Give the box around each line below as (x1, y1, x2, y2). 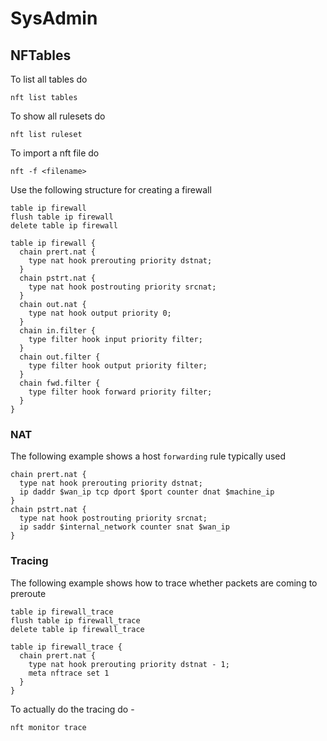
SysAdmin (10, 7, 98, 30)
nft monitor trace (10, 722, 87, 732)
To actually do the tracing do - (10, 703, 135, 715)
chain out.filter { (19, 352, 101, 362)
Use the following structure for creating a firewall (10, 184, 212, 196)
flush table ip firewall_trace (10, 615, 141, 626)
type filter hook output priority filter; (28, 361, 208, 371)
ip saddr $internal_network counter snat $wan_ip (19, 522, 230, 532)
